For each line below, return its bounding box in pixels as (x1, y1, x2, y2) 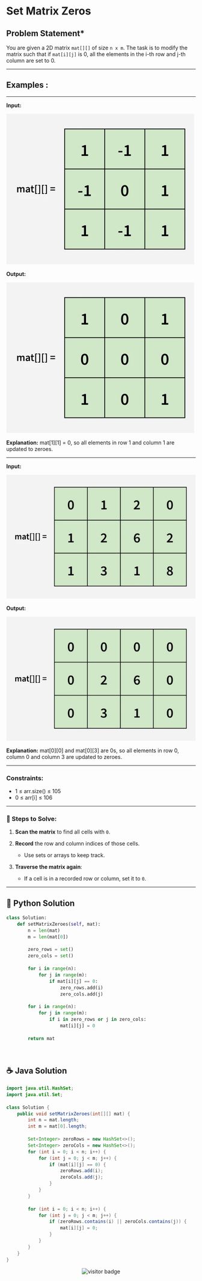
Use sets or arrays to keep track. (23, 852, 105, 859)
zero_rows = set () (28, 947, 74, 953)
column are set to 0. (6, 57, 56, 64)
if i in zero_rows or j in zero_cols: (49, 1017, 147, 1023)
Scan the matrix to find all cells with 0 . (14, 828, 111, 835)
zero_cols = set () (28, 953, 74, 959)
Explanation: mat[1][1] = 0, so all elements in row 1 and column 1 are (6, 438, 175, 446)
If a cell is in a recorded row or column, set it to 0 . (23, 875, 146, 882)
